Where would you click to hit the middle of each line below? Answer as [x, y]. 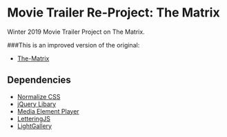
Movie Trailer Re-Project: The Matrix [113, 13]
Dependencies [39, 80]
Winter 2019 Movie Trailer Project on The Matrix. [76, 32]
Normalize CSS [39, 96]
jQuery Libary [37, 104]
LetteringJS [33, 118]
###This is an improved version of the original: [73, 45]
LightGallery [34, 126]
